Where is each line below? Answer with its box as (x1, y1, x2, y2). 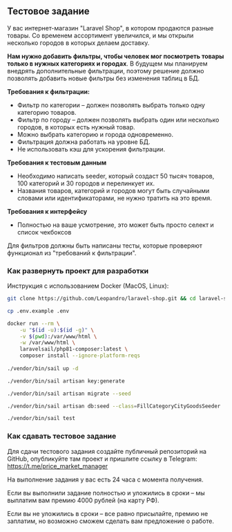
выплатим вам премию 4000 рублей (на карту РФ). (7, 496, 160, 504)
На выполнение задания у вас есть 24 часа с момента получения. (7, 475, 204, 484)
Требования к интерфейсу (7, 207, 88, 215)
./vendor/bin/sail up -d (7, 365, 79, 372)
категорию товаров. (17, 108, 77, 116)
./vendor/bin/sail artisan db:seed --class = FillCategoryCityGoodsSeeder (7, 403, 221, 410)
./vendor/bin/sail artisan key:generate (7, 377, 126, 385)
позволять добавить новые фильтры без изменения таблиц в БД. (7, 74, 200, 82)
